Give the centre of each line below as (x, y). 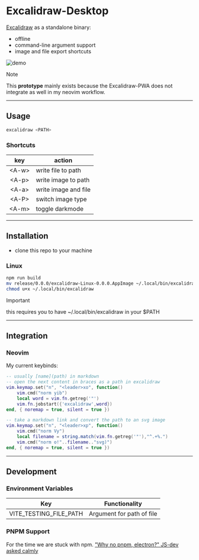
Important (18, 300)
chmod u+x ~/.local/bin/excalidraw (50, 289)
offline (23, 38)
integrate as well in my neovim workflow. (56, 92)
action (63, 160)
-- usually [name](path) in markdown (53, 376)
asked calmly (22, 551)
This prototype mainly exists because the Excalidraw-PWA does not (89, 86)
